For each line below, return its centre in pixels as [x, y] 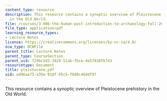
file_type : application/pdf [34, 28]
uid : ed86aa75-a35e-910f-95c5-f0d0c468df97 [51, 75]
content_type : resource [30, 10]
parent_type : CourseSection [34, 56]
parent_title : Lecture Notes [35, 51]
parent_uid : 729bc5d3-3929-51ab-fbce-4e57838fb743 [59, 61]
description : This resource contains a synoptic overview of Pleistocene [83, 14]
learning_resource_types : [32, 33]
